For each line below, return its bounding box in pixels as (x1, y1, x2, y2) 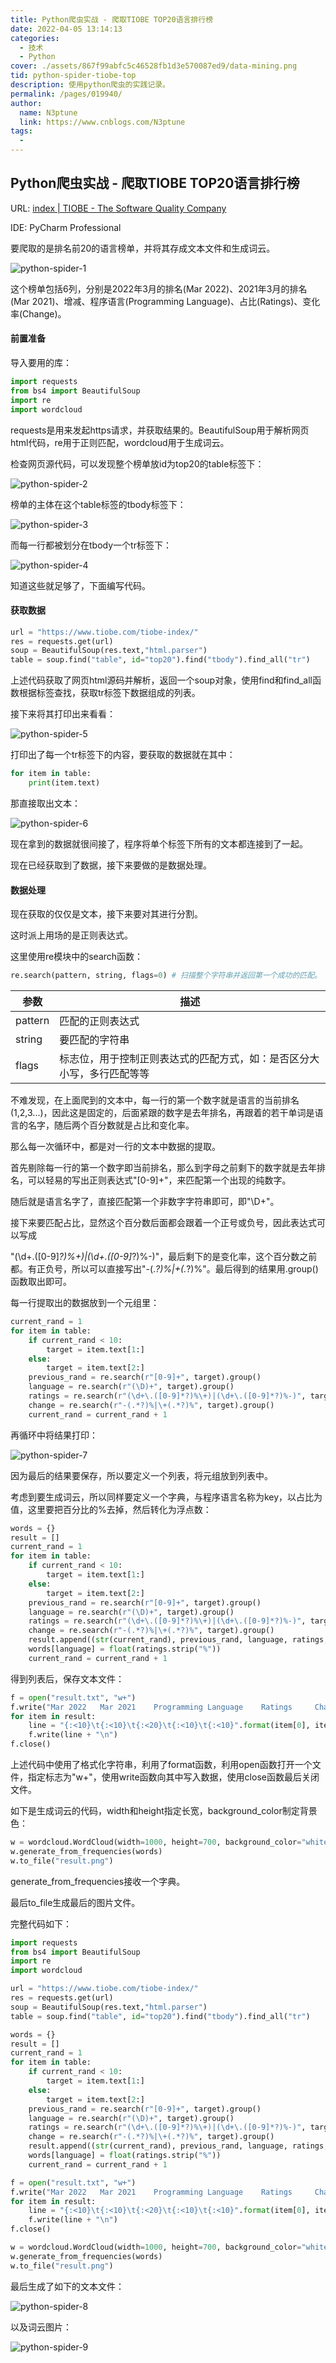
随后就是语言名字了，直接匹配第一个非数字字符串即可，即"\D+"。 (10, 1196, 280, 1208)
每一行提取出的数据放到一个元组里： (10, 1297, 160, 1309)
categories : (10, 33, 60, 43)
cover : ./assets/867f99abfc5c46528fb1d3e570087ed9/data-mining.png (10, 61, 298, 71)
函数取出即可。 (10, 1276, 72, 1288)
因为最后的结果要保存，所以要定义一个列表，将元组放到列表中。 (10, 1469, 273, 1481)
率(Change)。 (10, 307, 67, 320)
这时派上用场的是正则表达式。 (10, 929, 133, 941)
